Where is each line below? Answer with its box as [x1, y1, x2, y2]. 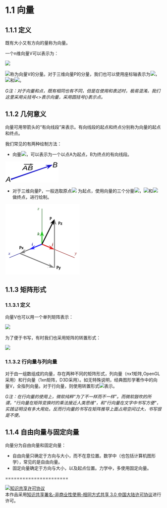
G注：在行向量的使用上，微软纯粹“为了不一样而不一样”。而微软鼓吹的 [5, 394, 147, 399]
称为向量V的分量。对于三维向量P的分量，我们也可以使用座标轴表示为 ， [10, 71, 160, 77]
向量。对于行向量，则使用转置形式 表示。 [29, 383, 117, 389]
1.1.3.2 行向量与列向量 [5, 358, 57, 365]
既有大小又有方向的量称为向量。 [5, 40, 70, 46]
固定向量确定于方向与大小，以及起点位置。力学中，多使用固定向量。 [12, 465, 152, 471]
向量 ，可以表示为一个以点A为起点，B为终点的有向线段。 [12, 151, 132, 157]
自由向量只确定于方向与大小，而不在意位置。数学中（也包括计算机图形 [12, 452, 156, 458]
